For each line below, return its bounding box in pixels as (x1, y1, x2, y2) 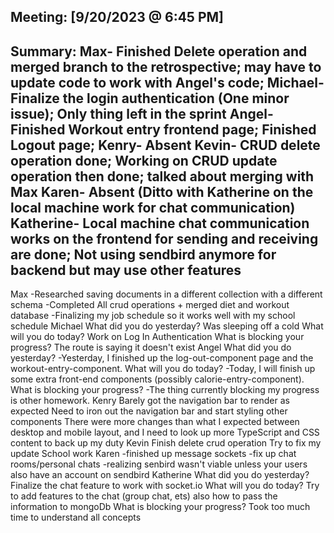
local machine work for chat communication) (10, 199, 296, 216)
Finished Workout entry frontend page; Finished (10, 121, 317, 138)
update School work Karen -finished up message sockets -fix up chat (10, 448, 297, 460)
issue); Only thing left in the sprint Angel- (10, 105, 274, 122)
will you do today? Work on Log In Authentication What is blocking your (10, 331, 305, 343)
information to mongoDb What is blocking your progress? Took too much (10, 501, 311, 513)
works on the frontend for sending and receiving (10, 230, 319, 247)
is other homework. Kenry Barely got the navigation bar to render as (10, 395, 290, 407)
